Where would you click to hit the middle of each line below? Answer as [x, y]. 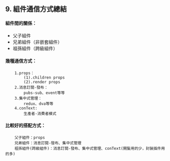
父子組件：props [30, 137]
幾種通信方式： [21, 61]
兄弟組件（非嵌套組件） [37, 42]
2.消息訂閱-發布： [31, 87]
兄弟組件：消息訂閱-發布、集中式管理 [48, 143]
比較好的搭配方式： [26, 125]
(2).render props [42, 82]
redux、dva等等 [39, 104]
